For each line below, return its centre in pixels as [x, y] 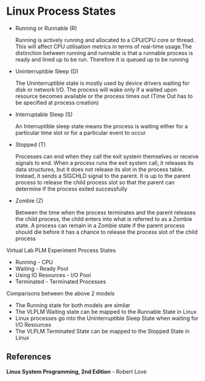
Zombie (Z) [29, 200]
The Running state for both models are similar [73, 305]
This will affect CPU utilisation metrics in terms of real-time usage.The [103, 46]
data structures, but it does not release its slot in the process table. [99, 169]
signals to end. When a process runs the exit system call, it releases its [104, 162]
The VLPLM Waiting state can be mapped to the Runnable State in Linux [106, 311]
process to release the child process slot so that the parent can [95, 182]
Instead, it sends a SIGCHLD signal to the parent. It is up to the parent [103, 176]
